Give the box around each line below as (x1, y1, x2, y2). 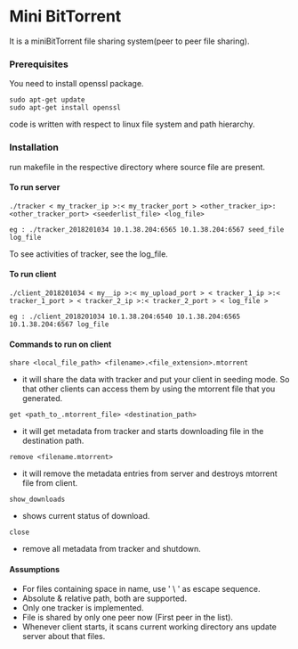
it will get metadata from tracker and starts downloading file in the (21, 426, 264, 437)
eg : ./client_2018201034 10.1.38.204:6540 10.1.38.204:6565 (9, 312, 241, 321)
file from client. (21, 478, 78, 489)
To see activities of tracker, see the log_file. (9, 248, 169, 259)
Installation (9, 141, 60, 153)
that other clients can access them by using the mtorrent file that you (21, 383, 276, 394)
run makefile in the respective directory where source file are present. (9, 161, 265, 172)
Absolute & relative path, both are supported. (21, 593, 188, 604)
